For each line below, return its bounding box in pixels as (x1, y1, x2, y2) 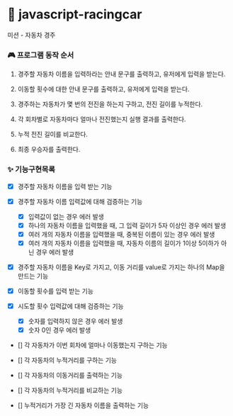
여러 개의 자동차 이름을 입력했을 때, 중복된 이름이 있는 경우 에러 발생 (28, 230, 215, 238)
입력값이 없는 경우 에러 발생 (28, 212, 104, 220)
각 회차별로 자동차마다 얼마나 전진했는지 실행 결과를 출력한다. (17, 115, 186, 123)
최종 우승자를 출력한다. (17, 145, 81, 154)
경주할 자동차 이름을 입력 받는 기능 (17, 182, 113, 191)
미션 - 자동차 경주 (7, 30, 56, 39)
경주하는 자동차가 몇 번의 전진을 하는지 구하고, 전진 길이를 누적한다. (17, 100, 203, 108)
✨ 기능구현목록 (7, 164, 55, 174)
